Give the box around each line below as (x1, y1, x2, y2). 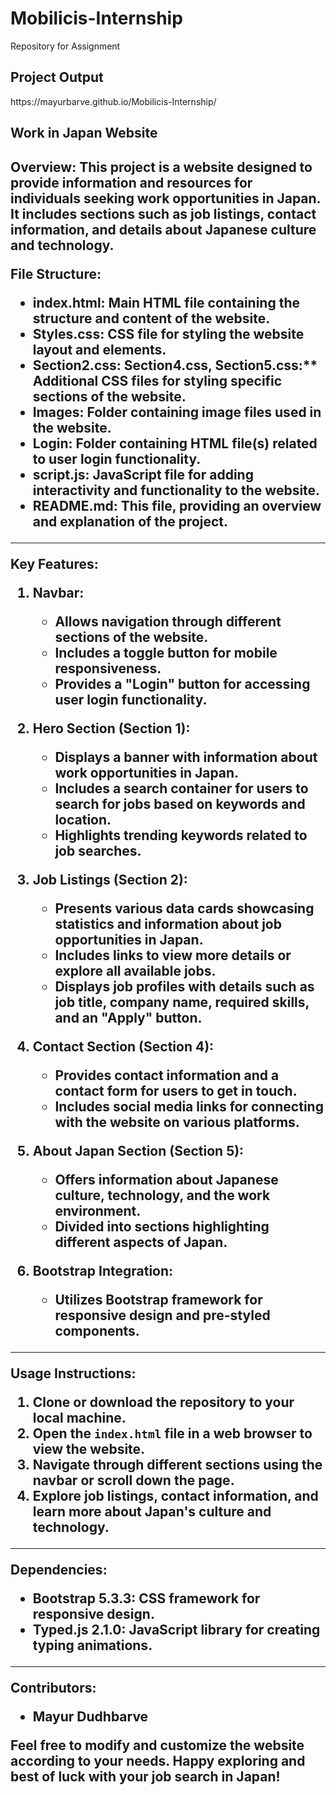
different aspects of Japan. (54, 1233, 228, 1251)
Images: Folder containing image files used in (32, 403, 322, 421)
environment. (54, 1202, 142, 1219)
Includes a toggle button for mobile (54, 644, 278, 661)
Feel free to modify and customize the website (10, 1737, 305, 1754)
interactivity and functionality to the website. (32, 482, 321, 499)
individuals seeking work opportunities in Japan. (10, 190, 321, 207)
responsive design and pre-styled (54, 1307, 271, 1324)
